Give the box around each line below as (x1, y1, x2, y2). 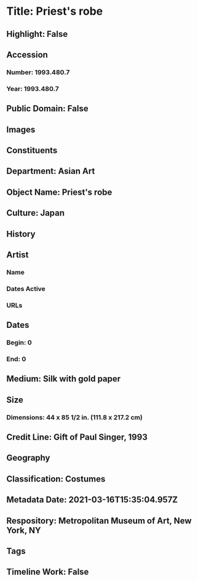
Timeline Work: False (6, 567, 89, 577)
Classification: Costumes (6, 474, 106, 484)
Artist (6, 249, 29, 260)
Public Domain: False (6, 103, 89, 114)
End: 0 (6, 354, 26, 363)
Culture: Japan (6, 208, 65, 219)
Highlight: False (6, 29, 68, 39)
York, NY (6, 525, 41, 536)
